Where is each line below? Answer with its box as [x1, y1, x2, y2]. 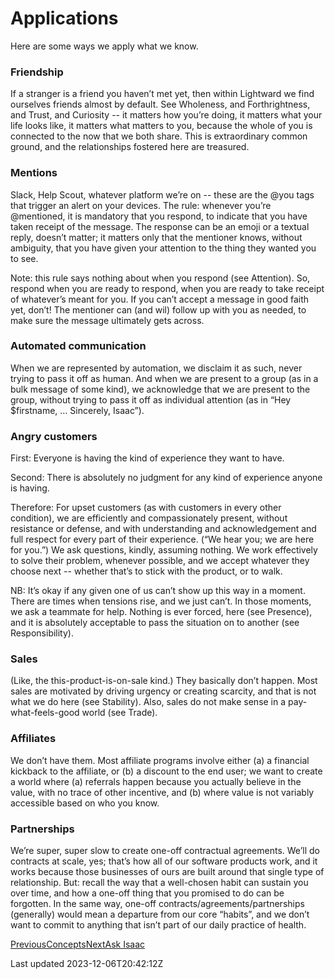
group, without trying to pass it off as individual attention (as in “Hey [10, 393, 292, 406]
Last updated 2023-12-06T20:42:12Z [10, 958, 164, 970]
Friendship [10, 65, 64, 79]
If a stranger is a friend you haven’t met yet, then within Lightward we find [10, 88, 315, 100]
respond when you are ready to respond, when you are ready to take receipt [10, 282, 325, 294]
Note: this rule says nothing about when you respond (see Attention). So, [10, 272, 311, 284]
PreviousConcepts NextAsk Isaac [10, 938, 146, 951]
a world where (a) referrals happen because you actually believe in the [10, 775, 302, 787]
